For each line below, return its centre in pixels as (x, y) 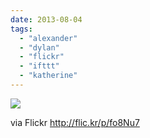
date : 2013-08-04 (46, 19)
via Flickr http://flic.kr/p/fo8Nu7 (75, 122)
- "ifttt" (39, 66)
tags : (21, 29)
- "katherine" (48, 76)
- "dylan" (39, 47)
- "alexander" (48, 38)
